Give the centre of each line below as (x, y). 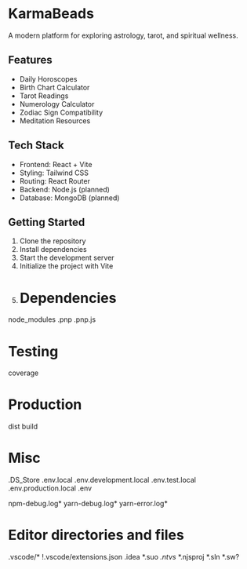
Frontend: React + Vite (56, 164)
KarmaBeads (51, 14)
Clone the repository (53, 241)
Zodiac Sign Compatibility (61, 112)
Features (30, 60)
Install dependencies (53, 250)
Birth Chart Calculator (54, 87)
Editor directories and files (96, 535)
